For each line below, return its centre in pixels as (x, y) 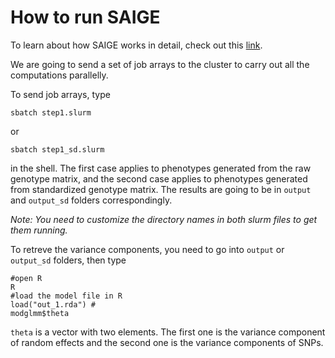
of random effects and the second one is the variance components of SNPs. (167, 342)
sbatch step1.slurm (51, 112)
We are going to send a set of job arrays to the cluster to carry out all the (160, 64)
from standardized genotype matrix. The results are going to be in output (161, 189)
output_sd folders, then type (68, 260)
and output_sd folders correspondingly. (91, 200)
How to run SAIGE (85, 17)
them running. (39, 230)
